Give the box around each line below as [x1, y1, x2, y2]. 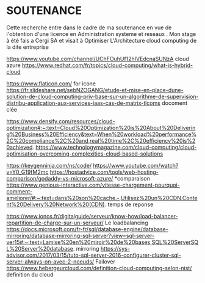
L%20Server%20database [6, 245, 73, 252]
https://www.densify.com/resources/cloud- [6, 117, 115, 125]
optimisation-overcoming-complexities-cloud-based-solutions [6, 150, 164, 157]
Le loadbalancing [104, 219, 148, 226]
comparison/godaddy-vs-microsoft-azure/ [6, 174, 113, 182]
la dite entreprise [6, 43, 49, 51]
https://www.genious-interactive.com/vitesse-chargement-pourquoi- [6, 181, 180, 188]
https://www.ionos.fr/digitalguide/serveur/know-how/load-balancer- [6, 212, 178, 220]
